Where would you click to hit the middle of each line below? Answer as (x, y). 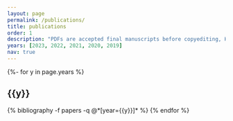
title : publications (37, 26)
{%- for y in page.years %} (46, 72)
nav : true (21, 53)
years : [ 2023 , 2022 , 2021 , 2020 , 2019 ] (65, 46)
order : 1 (20, 33)
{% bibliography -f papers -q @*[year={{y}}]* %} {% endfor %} (98, 110)
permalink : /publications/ (46, 20)
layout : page (26, 13)
